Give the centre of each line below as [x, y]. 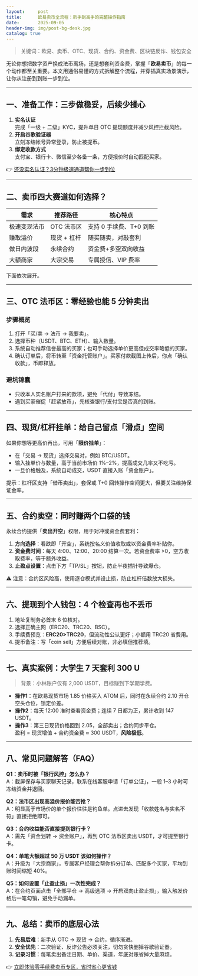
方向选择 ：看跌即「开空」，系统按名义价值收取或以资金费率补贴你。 [96, 544]
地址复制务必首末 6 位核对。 [49, 620]
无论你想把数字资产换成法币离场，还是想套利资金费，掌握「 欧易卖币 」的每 [96, 64]
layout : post [27, 12]
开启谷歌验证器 [33, 134]
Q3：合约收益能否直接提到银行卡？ [49, 828]
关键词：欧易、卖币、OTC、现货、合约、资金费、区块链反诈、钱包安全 [106, 51]
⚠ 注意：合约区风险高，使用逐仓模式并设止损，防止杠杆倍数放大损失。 [92, 578]
